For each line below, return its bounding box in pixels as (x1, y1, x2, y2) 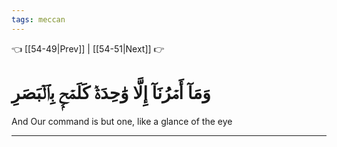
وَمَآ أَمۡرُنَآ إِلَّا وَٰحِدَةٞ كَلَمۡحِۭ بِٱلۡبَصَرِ (11, 81, 211, 104)
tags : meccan (11, 14, 66, 25)
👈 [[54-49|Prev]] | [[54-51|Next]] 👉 (11, 42, 165, 55)
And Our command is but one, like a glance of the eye (11, 115, 233, 127)
